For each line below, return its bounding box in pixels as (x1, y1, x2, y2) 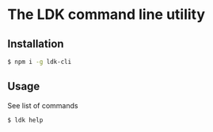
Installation (7, 37, 64, 51)
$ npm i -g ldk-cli (7, 58, 72, 66)
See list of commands (7, 100, 78, 110)
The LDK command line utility (7, 6, 206, 24)
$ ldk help (7, 116, 44, 124)
